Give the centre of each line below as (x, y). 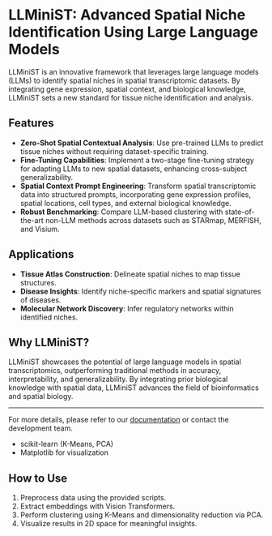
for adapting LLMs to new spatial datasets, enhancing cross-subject (134, 169)
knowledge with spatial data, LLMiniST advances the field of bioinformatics (134, 388)
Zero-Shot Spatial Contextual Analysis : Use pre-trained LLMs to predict (142, 143)
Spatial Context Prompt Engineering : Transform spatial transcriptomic (138, 186)
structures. (38, 282)
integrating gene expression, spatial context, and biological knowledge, (127, 89)
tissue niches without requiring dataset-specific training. (114, 151)
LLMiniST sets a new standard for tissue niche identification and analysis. (131, 97)
